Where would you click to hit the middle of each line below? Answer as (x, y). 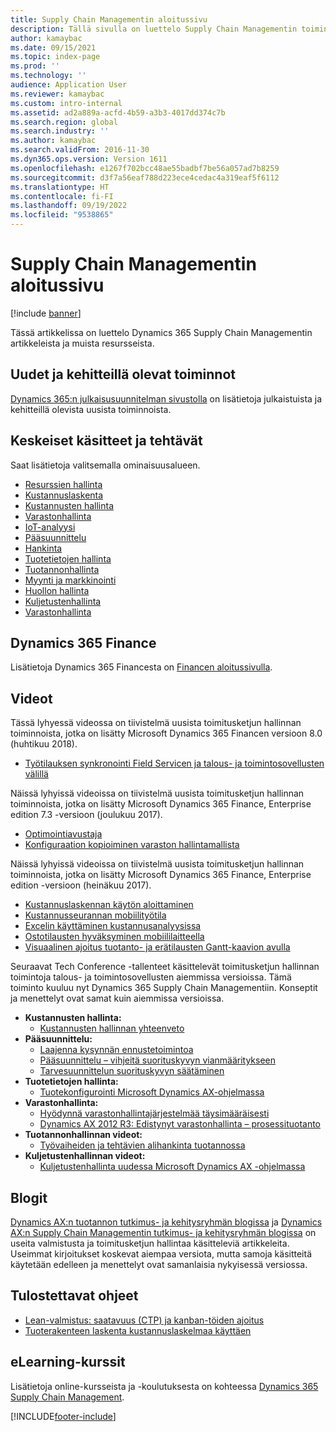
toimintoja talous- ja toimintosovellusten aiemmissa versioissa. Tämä (151, 977)
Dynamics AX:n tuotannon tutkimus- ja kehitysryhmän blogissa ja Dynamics (166, 1222)
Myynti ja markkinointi (70, 580)
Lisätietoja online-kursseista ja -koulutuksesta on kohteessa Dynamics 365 (164, 1386)
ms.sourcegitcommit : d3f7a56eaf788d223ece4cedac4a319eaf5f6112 (145, 177)
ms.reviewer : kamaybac (57, 94)
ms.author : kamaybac (53, 141)
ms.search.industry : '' (60, 131)
